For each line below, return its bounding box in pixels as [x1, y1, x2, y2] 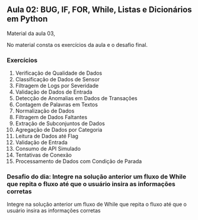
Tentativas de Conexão [15, 151, 72, 159]
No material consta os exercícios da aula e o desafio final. [7, 41, 148, 48]
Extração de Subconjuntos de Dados [15, 120, 106, 127]
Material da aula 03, [7, 30, 55, 37]
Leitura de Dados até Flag [15, 133, 79, 140]
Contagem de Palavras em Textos [15, 101, 98, 109]
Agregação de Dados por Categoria [15, 126, 103, 133]
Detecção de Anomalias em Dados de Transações [15, 95, 138, 102]
